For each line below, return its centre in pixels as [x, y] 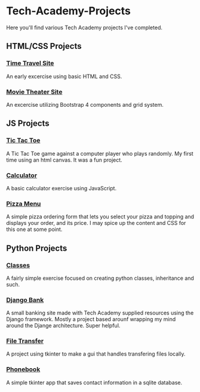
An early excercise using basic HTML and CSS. [64, 76]
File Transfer [25, 341]
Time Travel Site [30, 63]
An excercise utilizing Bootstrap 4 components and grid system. [85, 104]
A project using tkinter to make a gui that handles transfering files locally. [96, 354]
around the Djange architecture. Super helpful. [63, 326]
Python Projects [37, 248]
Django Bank [25, 300]
